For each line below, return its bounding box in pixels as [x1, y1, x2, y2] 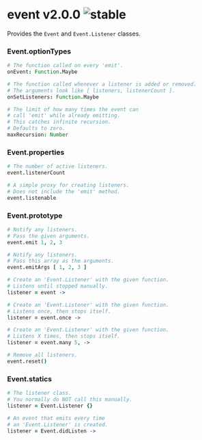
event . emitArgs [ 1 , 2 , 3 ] [7, 264, 87, 271]
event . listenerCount [7, 170, 66, 177]
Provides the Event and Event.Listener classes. [7, 29, 141, 38]
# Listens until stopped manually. [7, 283, 109, 290]
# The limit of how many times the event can [7, 106, 139, 113]
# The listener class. [7, 390, 72, 397]
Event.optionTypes [7, 47, 72, 56]
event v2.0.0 [7, 7, 81, 23]
